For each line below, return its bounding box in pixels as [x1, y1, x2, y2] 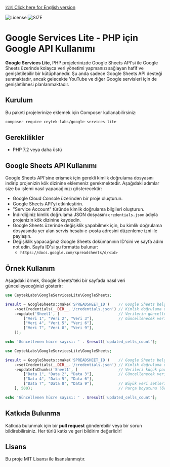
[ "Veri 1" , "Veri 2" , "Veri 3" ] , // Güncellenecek [23, 316, 155, 321]
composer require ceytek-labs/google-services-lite [5, 119, 116, 124]
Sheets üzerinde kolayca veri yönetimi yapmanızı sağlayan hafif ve [5, 65, 144, 71]
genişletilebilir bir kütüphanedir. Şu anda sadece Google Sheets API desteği [5, 70, 162, 77]
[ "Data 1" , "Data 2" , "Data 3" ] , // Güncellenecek [23, 372, 155, 377]
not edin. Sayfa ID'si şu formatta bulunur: [12, 244, 99, 250]
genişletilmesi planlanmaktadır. [5, 81, 70, 87]
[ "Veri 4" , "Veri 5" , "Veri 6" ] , [23, 320, 94, 326]
